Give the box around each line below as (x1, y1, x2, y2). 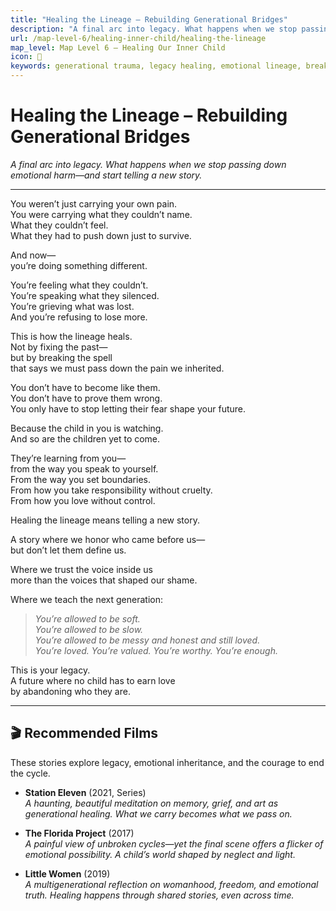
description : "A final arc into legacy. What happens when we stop (10, 24, 298, 34)
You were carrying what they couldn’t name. (10, 208, 193, 220)
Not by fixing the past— (10, 341, 108, 353)
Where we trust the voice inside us (10, 563, 153, 575)
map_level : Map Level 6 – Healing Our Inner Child (10, 42, 226, 53)
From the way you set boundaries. (10, 473, 151, 485)
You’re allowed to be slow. (34, 623, 144, 635)
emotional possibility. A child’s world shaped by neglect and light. (24, 848, 296, 860)
